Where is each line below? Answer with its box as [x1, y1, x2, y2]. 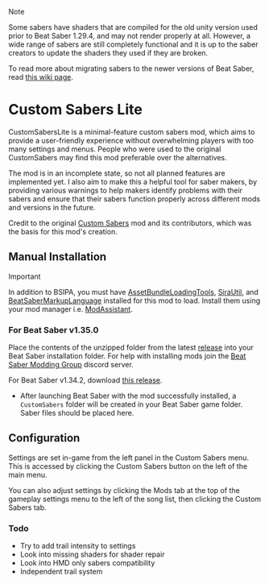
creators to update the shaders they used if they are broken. [8, 48, 208, 57]
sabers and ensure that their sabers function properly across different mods [8, 193, 260, 204]
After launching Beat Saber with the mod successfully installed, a [19, 391, 237, 401]
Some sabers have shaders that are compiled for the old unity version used [8, 23, 258, 31]
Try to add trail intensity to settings [19, 541, 136, 551]
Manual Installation [8, 250, 107, 264]
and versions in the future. [8, 202, 96, 212]
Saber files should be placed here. [19, 408, 134, 418]
